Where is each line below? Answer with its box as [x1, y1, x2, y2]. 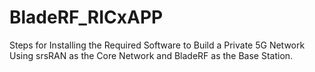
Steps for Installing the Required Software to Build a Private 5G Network [9, 39, 306, 51]
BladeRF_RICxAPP [9, 6, 164, 29]
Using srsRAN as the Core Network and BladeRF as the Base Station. [9, 49, 294, 61]
